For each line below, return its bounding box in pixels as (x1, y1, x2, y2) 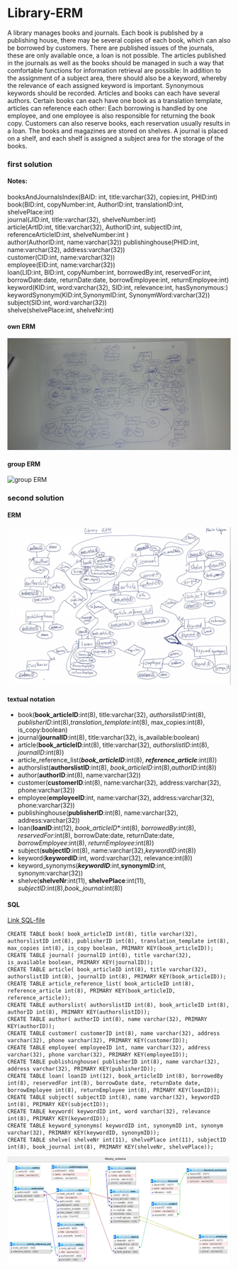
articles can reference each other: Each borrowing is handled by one (7, 104, 208, 112)
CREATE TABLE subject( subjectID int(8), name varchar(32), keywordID (7, 1094, 220, 1101)
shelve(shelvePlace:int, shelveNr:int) (7, 306, 115, 314)
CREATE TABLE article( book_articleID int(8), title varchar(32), (7, 966, 208, 973)
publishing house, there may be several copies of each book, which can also (7, 35, 231, 44)
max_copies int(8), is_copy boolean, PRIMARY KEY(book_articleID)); (7, 945, 214, 952)
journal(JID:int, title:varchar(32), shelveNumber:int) (7, 215, 157, 224)
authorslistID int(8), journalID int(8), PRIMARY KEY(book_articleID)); (7, 973, 227, 980)
